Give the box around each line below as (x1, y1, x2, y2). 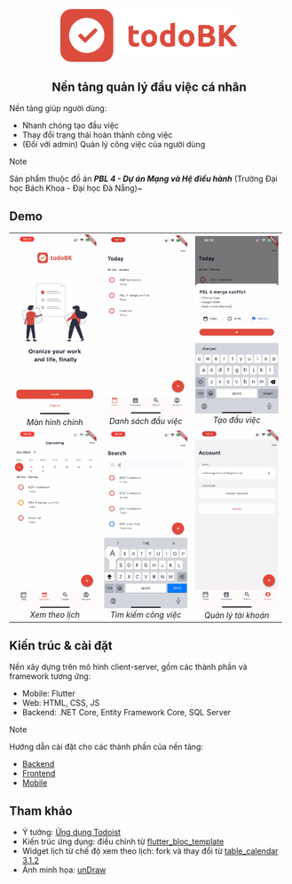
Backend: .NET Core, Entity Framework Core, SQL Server (21, 707, 232, 718)
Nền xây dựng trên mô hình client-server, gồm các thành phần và (9, 661, 248, 673)
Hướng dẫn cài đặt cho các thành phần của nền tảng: (9, 741, 204, 753)
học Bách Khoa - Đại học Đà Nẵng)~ (9, 183, 144, 193)
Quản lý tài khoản (203, 610, 270, 620)
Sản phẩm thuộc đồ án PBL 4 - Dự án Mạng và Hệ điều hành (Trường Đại (9, 173, 278, 185)
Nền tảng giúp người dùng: (9, 103, 107, 114)
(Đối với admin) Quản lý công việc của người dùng (21, 139, 206, 150)
